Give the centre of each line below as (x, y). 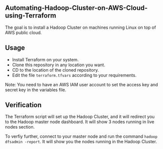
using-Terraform (31, 16)
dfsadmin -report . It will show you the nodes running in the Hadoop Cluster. (81, 142)
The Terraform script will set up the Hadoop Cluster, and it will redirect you (80, 117)
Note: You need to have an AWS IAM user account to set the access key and (81, 84)
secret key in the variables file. (36, 90)
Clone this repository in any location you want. (59, 65)
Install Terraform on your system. (45, 59)
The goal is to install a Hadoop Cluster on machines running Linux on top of (81, 27)
